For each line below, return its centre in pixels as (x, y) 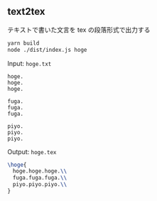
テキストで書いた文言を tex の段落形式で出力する (79, 29)
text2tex (26, 12)
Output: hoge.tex (32, 151)
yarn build (23, 43)
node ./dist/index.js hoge (47, 50)
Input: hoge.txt (29, 63)
